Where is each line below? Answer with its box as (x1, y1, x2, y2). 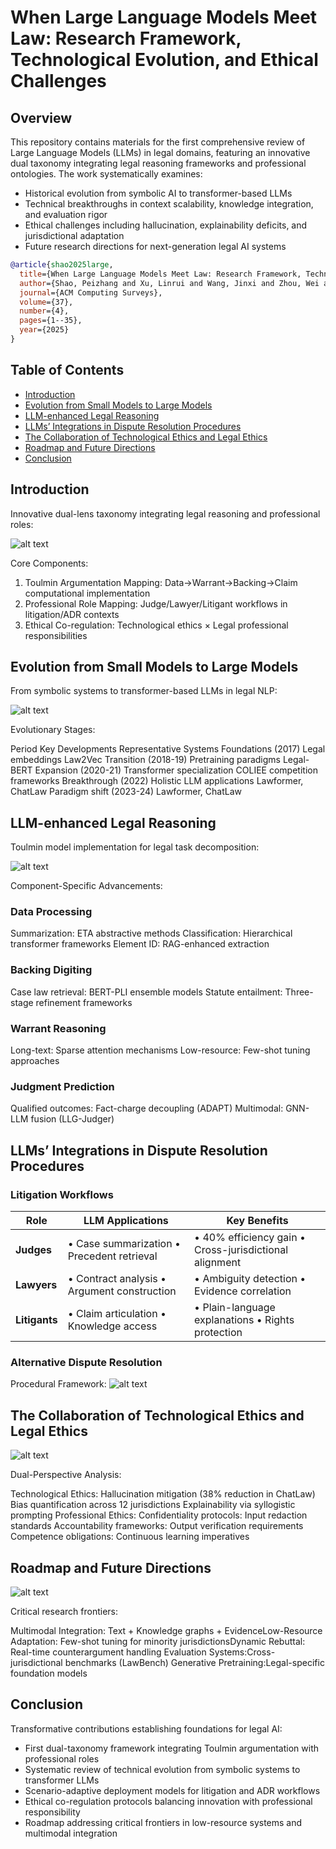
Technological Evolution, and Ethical (10, 49, 319, 71)
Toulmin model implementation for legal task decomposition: (10, 841, 260, 853)
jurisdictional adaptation (24, 230, 125, 241)
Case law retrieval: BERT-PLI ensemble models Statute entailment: (10, 986, 283, 998)
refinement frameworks (35, 996, 133, 1008)
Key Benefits (226, 1214, 289, 1227)
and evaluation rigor (24, 209, 108, 220)
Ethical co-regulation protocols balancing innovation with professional (24, 1795, 313, 1807)
